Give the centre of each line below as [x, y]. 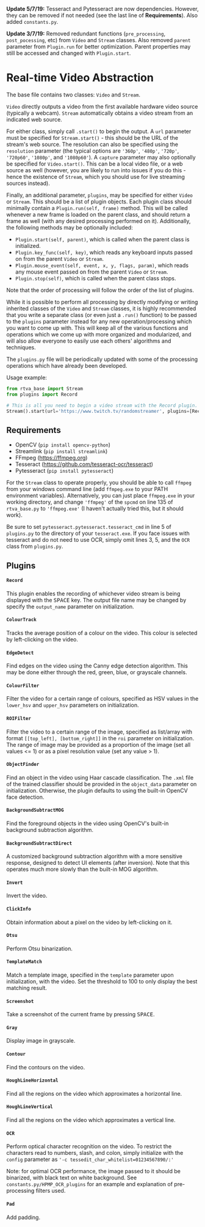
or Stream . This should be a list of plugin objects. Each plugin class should [99, 202]
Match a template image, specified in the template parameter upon [90, 975]
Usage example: [27, 377]
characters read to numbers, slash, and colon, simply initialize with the [95, 1153]
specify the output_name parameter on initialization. [70, 606]
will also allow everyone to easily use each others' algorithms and [89, 341]
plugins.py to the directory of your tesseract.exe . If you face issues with [98, 533]
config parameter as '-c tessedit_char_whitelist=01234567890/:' [90, 1159]
